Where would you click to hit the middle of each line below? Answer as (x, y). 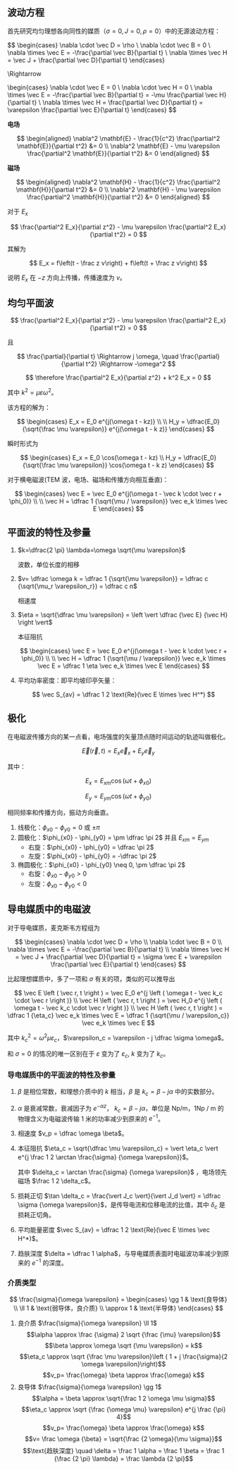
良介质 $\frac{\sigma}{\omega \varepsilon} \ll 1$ (87, 1323)
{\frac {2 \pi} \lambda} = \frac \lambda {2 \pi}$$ (124, 1459)
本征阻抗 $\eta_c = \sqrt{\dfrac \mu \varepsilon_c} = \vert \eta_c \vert (118, 1148)
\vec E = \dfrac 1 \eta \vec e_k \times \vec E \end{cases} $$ (124, 666)
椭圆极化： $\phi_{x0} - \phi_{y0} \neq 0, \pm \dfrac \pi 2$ (101, 865)
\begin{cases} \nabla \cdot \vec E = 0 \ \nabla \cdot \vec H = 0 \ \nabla (110, 87)
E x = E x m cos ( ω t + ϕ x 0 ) (118, 782)
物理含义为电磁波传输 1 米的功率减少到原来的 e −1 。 (91, 1118)
